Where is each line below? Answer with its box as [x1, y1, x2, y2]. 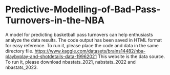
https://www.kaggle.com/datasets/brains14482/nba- [34, 48, 146, 54]
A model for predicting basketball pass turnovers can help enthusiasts [5, 31, 153, 38]
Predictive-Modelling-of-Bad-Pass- [5, 4, 161, 15]
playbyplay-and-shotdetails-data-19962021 [5, 53, 97, 60]
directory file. [5, 48, 34, 54]
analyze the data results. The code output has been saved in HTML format [5, 37, 162, 43]
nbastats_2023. [5, 64, 38, 70]
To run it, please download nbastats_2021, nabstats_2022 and [5, 59, 136, 65]
